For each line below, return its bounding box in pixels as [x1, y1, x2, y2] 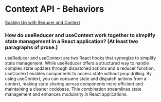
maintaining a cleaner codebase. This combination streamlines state [5, 86, 142, 92]
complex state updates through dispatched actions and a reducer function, [5, 65, 155, 71]
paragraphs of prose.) [5, 44, 58, 51]
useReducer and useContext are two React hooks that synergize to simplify [5, 55, 156, 61]
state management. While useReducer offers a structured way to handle [5, 60, 149, 66]
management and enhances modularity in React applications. [5, 91, 128, 97]
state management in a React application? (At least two [5, 38, 139, 44]
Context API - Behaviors [5, 3, 105, 15]
